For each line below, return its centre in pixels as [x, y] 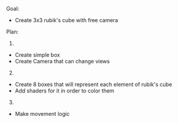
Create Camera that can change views [62, 61]
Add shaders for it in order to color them [65, 91]
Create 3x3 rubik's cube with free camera [66, 20]
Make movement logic [42, 114]
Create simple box [37, 55]
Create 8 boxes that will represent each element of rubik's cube [93, 84]
